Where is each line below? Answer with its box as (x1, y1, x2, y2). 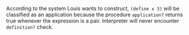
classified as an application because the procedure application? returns (6, 11, 183, 18)
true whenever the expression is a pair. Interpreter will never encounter (6, 17, 180, 24)
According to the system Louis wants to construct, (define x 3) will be (6, 5, 180, 12)
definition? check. (6, 23, 53, 30)
